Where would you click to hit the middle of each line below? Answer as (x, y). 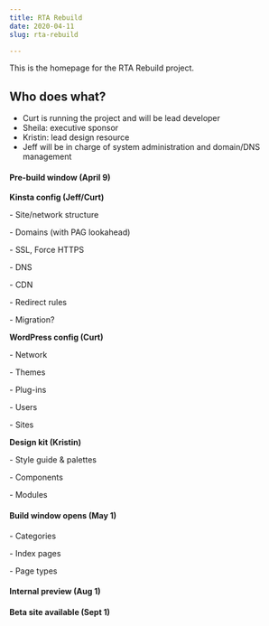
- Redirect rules (38, 303)
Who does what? (58, 96)
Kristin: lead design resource (76, 137)
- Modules (28, 495)
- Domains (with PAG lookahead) (70, 232)
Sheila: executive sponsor (70, 128)
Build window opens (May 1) (63, 515)
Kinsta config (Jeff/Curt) (57, 197)
